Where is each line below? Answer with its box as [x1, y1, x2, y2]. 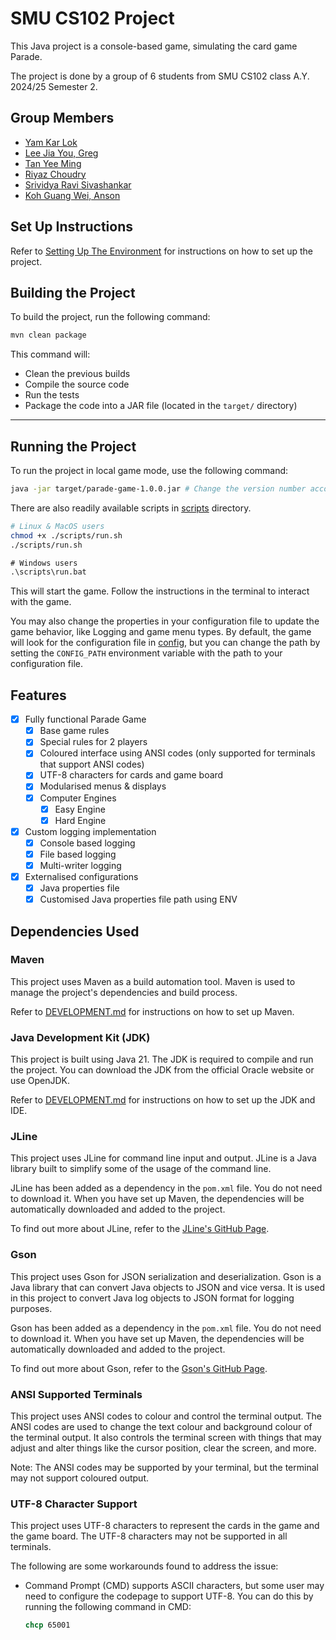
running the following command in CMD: [24, 1601, 192, 1613]
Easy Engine [54, 803, 106, 815]
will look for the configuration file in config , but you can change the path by [10, 637, 321, 649]
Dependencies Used [10, 923, 140, 940]
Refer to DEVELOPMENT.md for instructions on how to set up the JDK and [10, 1094, 316, 1106]
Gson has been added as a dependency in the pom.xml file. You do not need [10, 1322, 322, 1334]
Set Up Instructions [10, 218, 134, 236]
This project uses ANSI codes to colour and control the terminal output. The [10, 1410, 322, 1422]
